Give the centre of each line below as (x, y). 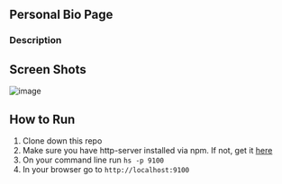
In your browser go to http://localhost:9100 (106, 169)
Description (36, 40)
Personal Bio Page (61, 15)
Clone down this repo (62, 140)
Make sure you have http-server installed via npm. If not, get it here (147, 150)
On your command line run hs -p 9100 (93, 160)
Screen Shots (48, 70)
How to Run (42, 119)
